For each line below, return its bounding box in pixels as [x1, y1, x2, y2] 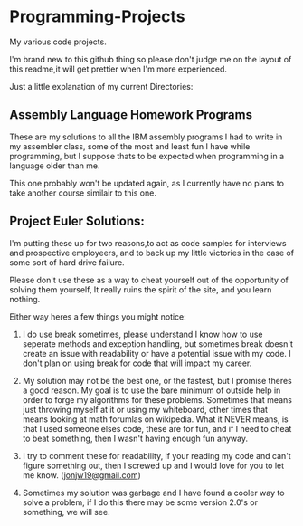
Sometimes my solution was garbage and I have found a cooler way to [22, 487, 285, 498]
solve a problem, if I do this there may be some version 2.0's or [22, 496, 258, 508]
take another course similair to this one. [9, 187, 156, 198]
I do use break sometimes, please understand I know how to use [22, 329, 263, 340]
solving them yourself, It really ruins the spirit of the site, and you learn [9, 283, 272, 295]
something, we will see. [22, 506, 110, 517]
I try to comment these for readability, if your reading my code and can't [22, 450, 291, 461]
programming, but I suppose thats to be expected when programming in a [9, 150, 285, 161]
